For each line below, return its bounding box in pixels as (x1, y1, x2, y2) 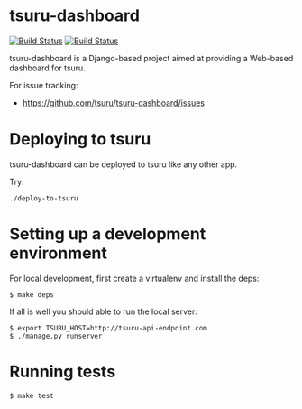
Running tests (9, 362, 116, 382)
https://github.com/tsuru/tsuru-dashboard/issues (22, 97, 206, 108)
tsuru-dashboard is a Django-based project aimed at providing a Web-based (9, 52, 294, 63)
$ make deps (9, 290, 54, 299)
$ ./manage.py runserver (9, 331, 103, 340)
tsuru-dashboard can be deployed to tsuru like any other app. (9, 159, 238, 170)
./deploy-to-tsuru (9, 193, 78, 203)
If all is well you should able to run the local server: (9, 306, 198, 317)
